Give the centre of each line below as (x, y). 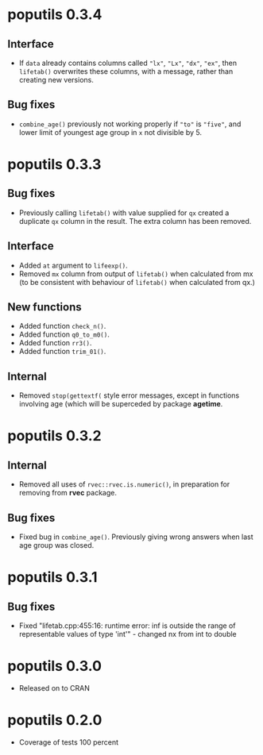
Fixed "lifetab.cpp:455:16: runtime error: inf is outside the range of (127, 626)
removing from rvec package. (68, 493)
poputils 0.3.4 (55, 15)
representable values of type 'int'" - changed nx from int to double (128, 634)
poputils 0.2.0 (55, 720)
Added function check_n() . (62, 326)
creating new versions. (56, 80)
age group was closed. (56, 545)
